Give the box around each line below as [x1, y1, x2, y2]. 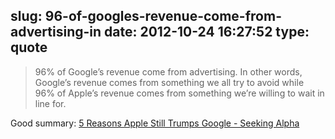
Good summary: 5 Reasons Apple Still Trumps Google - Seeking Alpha [10, 117, 300, 129]
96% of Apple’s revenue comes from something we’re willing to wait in [34, 87, 325, 99]
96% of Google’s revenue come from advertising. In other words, [34, 65, 303, 78]
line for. [34, 97, 67, 109]
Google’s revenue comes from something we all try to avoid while [34, 76, 305, 88]
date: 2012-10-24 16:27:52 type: [104, 24, 310, 41]
